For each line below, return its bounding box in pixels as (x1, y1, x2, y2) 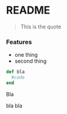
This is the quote (20, 23, 62, 30)
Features (6, 38, 32, 46)
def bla (6, 69, 25, 75)
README (6, 4, 51, 17)
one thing (14, 51, 38, 58)
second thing (14, 57, 47, 65)
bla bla (6, 102, 22, 109)
